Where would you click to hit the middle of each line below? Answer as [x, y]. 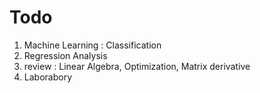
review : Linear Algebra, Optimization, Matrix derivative [137, 66]
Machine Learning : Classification [92, 45]
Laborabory [47, 77]
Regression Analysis [65, 55]
